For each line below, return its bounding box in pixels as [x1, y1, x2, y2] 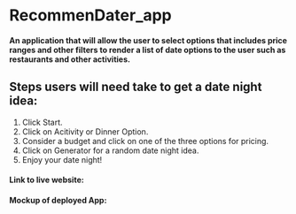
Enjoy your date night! [21, 154, 103, 164]
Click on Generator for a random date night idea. [21, 145, 199, 156]
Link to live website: [9, 174, 84, 186]
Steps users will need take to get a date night [9, 80, 262, 95]
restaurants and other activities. [9, 54, 131, 65]
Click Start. [21, 117, 64, 127]
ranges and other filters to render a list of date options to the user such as [9, 44, 286, 55]
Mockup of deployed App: [9, 195, 107, 205]
